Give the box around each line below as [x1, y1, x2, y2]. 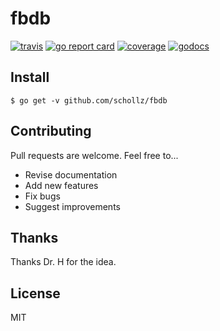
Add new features [24, 179, 99, 191]
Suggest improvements [24, 200, 121, 212]
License [10, 285, 61, 302]
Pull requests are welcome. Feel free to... [10, 149, 179, 161]
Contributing [10, 123, 92, 140]
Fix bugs [24, 190, 61, 202]
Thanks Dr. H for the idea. [10, 256, 117, 268]
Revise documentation [24, 168, 118, 181]
